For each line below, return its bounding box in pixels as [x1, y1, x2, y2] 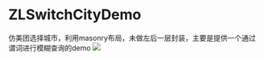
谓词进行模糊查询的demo [8, 42, 91, 53]
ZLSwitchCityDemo [8, 6, 142, 24]
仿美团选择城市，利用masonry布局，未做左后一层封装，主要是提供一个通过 [8, 33, 256, 42]
